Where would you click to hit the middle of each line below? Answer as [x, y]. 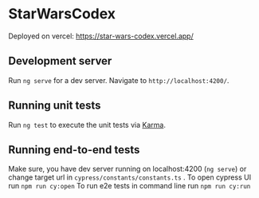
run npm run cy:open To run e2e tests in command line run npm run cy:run [129, 186]
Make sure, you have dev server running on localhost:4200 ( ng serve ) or [128, 169]
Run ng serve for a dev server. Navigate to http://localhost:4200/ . [119, 80]
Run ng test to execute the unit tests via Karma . [87, 125]
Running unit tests [55, 106]
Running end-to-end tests [74, 150]
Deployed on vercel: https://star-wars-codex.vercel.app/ [101, 36]
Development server [60, 61]
